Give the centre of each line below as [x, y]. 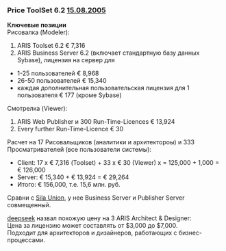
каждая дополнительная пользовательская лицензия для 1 [103, 88]
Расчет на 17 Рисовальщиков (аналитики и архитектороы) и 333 [101, 142]
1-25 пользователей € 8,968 [58, 73]
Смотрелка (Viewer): [37, 109]
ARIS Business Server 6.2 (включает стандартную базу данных [108, 53]
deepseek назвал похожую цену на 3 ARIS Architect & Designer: [99, 218]
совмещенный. [29, 205]
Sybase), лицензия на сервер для [66, 60]
